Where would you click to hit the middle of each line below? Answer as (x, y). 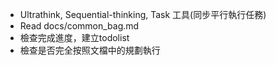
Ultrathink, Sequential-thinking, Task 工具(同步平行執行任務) (143, 14)
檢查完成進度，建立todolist (74, 37)
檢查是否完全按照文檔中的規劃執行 (90, 50)
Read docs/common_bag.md (79, 26)
